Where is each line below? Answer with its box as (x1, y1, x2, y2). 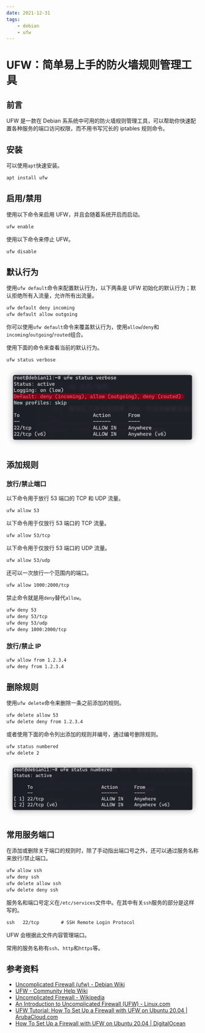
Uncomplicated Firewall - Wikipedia (15, 993, 105, 1001)
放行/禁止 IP (6, 642, 41, 651)
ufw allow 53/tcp (6, 532, 51, 539)
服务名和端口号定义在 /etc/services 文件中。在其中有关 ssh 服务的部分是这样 (6, 898, 195, 906)
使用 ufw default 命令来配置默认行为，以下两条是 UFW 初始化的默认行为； (6, 285, 191, 292)
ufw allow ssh (6, 868, 43, 874)
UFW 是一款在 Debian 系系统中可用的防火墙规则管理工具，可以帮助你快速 (6, 117, 191, 125)
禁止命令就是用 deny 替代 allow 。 (6, 594, 85, 601)
